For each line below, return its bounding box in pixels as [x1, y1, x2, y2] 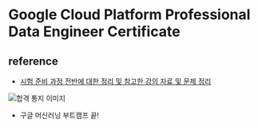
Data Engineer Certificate [8, 22, 181, 41]
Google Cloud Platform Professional [8, 6, 251, 24]
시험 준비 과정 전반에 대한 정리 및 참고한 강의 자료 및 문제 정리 [19, 77, 212, 85]
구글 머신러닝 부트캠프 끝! [19, 110, 100, 120]
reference [8, 54, 58, 68]
